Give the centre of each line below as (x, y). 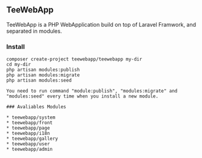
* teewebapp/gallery (32, 139)
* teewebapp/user (28, 144)
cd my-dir (19, 65)
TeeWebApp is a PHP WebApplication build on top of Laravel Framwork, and (101, 24)
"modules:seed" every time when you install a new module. (82, 96)
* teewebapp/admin (29, 150)
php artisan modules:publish (43, 70)
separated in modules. (34, 31)
